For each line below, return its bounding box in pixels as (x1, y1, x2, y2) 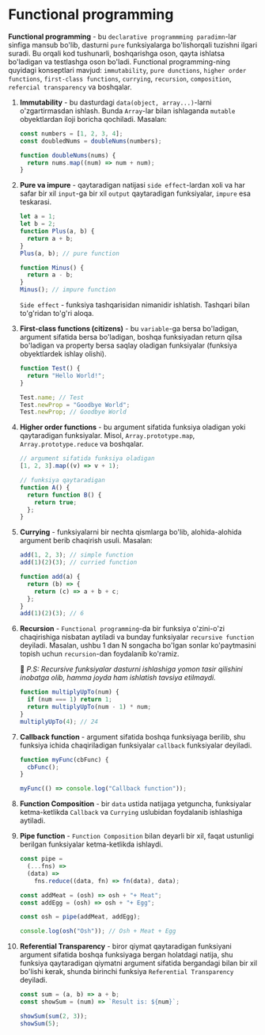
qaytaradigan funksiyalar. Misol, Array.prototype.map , (19, 431, 195, 440)
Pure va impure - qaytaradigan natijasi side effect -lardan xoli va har (19, 181, 245, 190)
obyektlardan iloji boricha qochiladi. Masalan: (19, 114, 168, 124)
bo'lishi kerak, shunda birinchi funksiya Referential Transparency (19, 967, 234, 976)
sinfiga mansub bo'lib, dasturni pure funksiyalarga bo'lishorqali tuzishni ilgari (8, 40, 258, 49)
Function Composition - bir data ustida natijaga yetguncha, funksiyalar (19, 799, 252, 809)
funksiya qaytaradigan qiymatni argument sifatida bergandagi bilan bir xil (19, 958, 258, 968)
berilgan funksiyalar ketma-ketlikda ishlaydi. (19, 839, 164, 849)
